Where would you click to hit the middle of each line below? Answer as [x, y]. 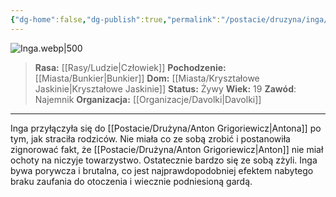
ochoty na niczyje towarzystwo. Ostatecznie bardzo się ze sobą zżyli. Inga [164, 160]
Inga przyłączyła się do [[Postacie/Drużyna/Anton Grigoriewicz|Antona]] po [166, 128]
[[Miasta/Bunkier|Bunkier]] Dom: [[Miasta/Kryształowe [147, 78]
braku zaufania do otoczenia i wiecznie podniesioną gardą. [131, 181]
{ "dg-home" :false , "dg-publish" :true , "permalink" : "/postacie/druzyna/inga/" [171, 19]
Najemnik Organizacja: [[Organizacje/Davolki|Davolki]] [148, 99]
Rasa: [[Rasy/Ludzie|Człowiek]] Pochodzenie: [130, 67]
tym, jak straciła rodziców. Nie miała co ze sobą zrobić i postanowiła [150, 138]
